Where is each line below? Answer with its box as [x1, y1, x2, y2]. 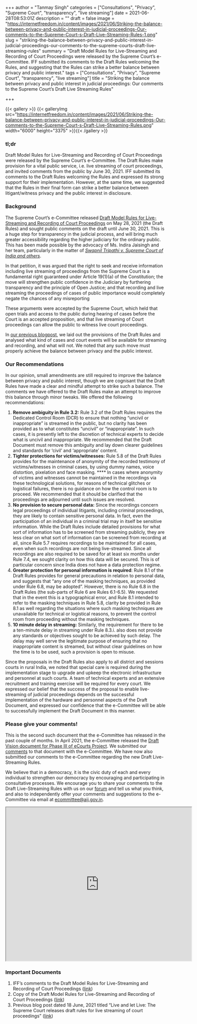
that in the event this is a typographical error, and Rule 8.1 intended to [12, 594, 159, 600]
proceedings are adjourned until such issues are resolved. [12, 496, 136, 503]
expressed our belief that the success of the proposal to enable [5, 686, 139, 692]
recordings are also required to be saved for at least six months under [12, 551, 160, 557]
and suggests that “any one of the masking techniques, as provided [12, 578, 156, 584]
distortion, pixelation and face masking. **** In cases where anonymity [12, 469, 163, 475]
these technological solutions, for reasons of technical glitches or [12, 480, 151, 486]
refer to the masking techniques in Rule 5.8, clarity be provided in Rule [12, 599, 161, 606]
